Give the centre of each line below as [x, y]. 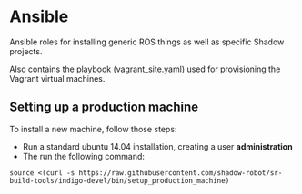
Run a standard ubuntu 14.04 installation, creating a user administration [157, 146]
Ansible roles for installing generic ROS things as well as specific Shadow [147, 42]
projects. [26, 51]
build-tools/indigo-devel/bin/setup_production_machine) [120, 180]
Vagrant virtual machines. [57, 78]
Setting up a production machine [104, 107]
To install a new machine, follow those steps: [93, 129]
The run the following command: [84, 156]
